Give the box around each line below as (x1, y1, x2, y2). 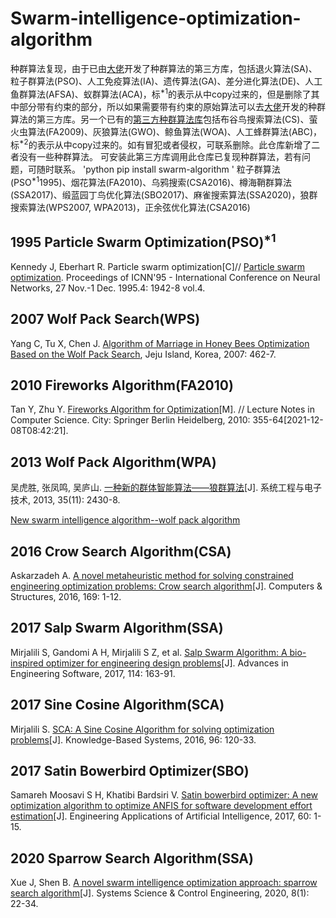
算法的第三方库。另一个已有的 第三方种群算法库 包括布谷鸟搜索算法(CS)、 (10, 113, 310, 125)
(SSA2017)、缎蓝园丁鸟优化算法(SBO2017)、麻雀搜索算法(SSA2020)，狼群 (10, 188, 318, 201)
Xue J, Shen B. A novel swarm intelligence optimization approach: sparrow (10, 877, 318, 889)
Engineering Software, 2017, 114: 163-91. (10, 667, 176, 679)
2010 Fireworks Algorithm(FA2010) (10, 377, 234, 394)
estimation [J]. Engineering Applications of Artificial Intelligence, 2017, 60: (10, 810, 312, 822)
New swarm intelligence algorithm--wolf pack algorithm (10, 514, 241, 526)
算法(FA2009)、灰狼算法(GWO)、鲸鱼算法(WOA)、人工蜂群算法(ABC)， (27, 125, 323, 137)
